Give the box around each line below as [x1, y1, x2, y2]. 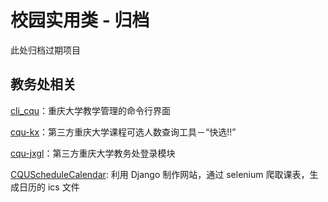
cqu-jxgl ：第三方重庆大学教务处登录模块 [10, 147, 176, 159]
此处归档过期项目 [10, 44, 81, 56]
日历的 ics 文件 [18, 181, 80, 193]
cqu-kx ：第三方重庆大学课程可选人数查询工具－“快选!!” [10, 126, 237, 138]
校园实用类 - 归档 [10, 9, 150, 32]
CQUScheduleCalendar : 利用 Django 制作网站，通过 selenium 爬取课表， [10, 168, 310, 180]
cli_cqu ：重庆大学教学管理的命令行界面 [10, 104, 172, 116]
